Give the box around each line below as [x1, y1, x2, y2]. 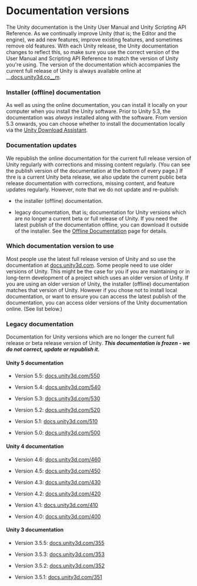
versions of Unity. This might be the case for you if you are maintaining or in [6, 267, 190, 274]
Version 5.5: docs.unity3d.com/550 [14, 372, 101, 380]
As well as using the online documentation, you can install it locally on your [6, 102, 188, 109]
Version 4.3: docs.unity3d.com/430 [14, 478, 101, 485]
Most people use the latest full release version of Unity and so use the [6, 255, 176, 262]
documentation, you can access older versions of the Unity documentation [6, 299, 188, 306]
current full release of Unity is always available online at [6, 67, 141, 74]
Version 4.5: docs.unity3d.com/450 [14, 467, 101, 474]
